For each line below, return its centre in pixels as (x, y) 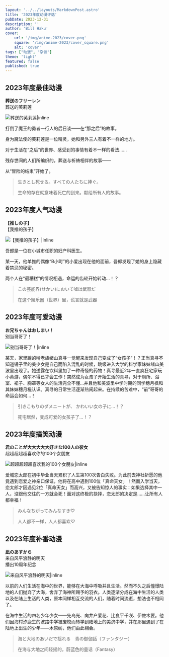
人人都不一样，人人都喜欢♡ (46, 522)
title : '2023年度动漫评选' (31, 15)
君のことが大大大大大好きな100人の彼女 (47, 447)
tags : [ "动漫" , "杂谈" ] (28, 52)
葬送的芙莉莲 (18, 107)
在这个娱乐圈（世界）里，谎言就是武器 (57, 299)
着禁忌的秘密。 (21, 268)
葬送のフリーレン (23, 101)
